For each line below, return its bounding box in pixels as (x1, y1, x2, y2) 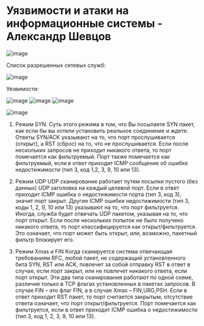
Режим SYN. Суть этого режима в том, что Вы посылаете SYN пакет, (15, 120, 195, 128)
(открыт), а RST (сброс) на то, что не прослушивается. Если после (15, 140, 189, 147)
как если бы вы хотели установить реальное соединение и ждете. (15, 127, 189, 134)
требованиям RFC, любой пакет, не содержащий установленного (15, 254, 186, 261)
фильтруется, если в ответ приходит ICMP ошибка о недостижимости (15, 306, 198, 313)
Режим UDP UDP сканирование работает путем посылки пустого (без (15, 177, 198, 185)
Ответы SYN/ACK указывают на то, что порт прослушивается (15, 133, 175, 141)
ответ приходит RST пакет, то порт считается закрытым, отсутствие (15, 293, 193, 300)
